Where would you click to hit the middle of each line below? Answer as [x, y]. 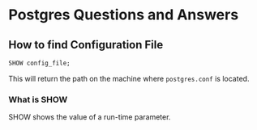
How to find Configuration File [86, 45]
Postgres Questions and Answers [124, 15]
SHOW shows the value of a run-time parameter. [90, 117]
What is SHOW [38, 99]
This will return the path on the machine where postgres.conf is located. [129, 78]
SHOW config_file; [39, 63]
